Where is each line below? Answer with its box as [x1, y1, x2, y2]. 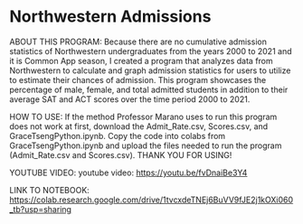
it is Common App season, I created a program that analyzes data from [9, 55, 273, 66]
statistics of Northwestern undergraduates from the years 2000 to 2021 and [9, 45, 292, 56]
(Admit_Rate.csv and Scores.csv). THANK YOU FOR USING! [9, 149, 232, 160]
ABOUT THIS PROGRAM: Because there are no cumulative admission [9, 36, 267, 47]
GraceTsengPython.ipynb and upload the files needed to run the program [9, 140, 282, 151]
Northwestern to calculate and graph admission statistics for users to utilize [9, 65, 291, 76]
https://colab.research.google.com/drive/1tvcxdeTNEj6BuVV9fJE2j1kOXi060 [9, 194, 294, 205]
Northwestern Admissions [9, 6, 212, 27]
